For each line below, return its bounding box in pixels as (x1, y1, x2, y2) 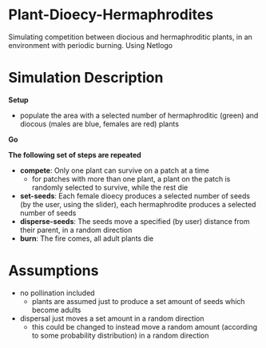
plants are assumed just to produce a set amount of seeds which (31, 296, 245, 306)
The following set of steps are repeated (8, 150, 141, 159)
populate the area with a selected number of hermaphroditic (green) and (19, 110, 259, 120)
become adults (31, 305, 81, 314)
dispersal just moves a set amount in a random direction (19, 314, 205, 323)
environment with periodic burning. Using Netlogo (8, 40, 173, 50)
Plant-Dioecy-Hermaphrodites (8, 6, 214, 24)
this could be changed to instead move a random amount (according (31, 322, 258, 331)
